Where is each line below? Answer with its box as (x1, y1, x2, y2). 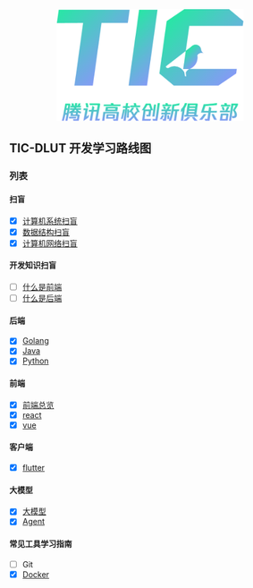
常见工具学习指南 (9, 539, 72, 549)
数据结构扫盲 (21, 226, 70, 237)
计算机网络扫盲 (21, 237, 78, 249)
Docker (21, 568, 50, 580)
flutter (21, 463, 46, 473)
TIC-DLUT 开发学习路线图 (9, 141, 152, 156)
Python (21, 355, 49, 366)
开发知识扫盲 (9, 260, 56, 271)
